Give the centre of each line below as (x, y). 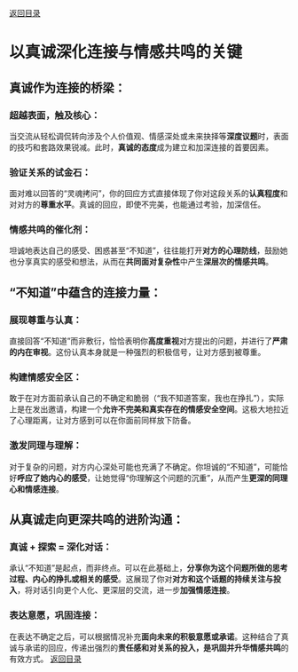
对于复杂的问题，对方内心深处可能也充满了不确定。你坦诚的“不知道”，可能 (145, 466)
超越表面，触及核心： (55, 115)
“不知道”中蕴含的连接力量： (86, 293)
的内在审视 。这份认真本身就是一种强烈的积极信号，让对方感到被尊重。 (137, 352)
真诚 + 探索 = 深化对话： (61, 547)
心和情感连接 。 (36, 489)
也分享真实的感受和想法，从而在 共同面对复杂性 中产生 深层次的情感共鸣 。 (141, 262)
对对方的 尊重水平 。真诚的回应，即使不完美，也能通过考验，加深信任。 (137, 205)
